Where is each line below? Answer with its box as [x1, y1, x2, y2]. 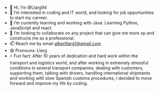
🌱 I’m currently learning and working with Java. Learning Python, [9, 20, 139, 26]
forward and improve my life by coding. [9, 80, 88, 86]
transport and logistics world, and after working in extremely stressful [9, 60, 148, 65]
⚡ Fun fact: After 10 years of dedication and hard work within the [9, 53, 138, 59]
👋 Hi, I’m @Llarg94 [9, 5, 47, 10]
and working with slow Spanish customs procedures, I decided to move [9, 75, 152, 81]
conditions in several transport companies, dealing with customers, [9, 65, 144, 71]
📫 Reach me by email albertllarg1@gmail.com [9, 41, 101, 46]
